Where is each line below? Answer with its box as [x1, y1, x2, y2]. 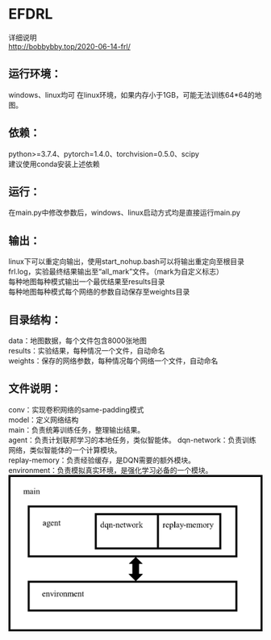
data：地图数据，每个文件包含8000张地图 [8, 336, 148, 345]
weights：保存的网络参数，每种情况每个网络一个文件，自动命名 [8, 356, 219, 366]
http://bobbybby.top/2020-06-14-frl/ [8, 41, 131, 51]
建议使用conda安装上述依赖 [8, 159, 101, 169]
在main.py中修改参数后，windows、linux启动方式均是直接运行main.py [8, 207, 240, 218]
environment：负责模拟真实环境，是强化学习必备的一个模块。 [8, 465, 213, 475]
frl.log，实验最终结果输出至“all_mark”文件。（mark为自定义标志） [8, 267, 223, 277]
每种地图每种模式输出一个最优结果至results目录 [8, 277, 165, 287]
